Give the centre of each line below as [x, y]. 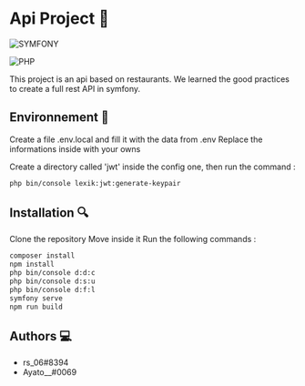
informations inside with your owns [75, 148]
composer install [42, 256]
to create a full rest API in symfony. [75, 88]
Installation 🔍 [49, 213]
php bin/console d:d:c [52, 273]
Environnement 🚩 [59, 117]
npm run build [36, 307]
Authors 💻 [41, 336]
